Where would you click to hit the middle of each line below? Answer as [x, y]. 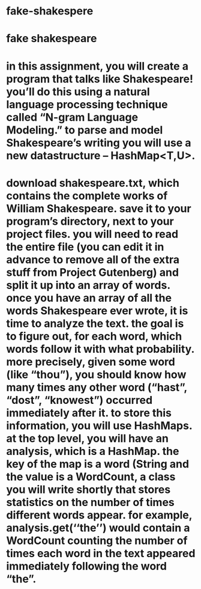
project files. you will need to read [92, 234]
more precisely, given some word [91, 362]
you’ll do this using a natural [78, 92]
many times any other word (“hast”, [97, 387]
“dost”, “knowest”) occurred [79, 400]
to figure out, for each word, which [94, 336]
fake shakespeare [52, 39]
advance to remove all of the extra [93, 259]
